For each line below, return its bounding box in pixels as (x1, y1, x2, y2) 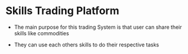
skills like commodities (14, 29, 69, 36)
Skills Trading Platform (5, 4, 119, 18)
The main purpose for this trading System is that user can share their (14, 23, 182, 31)
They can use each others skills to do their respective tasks (14, 41, 159, 48)
